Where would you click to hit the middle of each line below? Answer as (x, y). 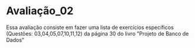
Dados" (15, 40)
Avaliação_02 (40, 11)
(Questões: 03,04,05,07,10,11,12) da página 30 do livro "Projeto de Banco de (97, 33)
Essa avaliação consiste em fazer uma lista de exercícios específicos (90, 27)
